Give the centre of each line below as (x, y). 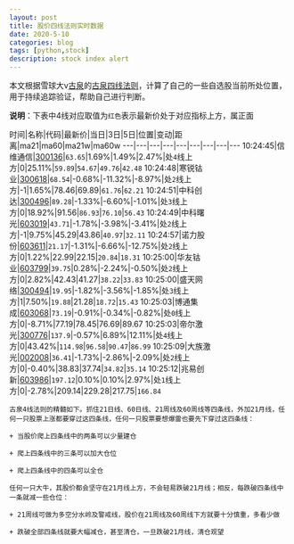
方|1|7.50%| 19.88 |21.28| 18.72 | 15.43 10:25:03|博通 (100, 301)
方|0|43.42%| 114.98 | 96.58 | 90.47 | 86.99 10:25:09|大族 (106, 346)
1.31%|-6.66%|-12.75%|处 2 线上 (131, 246)
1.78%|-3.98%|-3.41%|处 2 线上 (131, 223)
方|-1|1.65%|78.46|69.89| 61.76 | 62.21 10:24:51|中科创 (106, 190)
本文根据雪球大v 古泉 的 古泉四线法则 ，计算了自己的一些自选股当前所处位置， (148, 85)
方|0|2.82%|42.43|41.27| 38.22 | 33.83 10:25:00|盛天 (102, 279)
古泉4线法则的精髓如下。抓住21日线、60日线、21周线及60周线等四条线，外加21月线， (144, 409)
